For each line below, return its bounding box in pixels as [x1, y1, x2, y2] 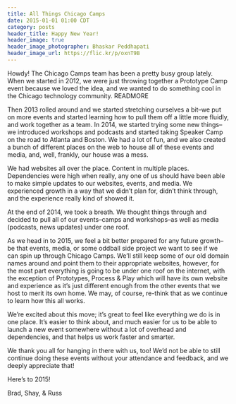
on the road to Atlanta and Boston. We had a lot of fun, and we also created [7, 135, 226, 143]
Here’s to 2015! [7, 375, 51, 384]
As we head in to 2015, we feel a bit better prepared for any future [7, 236, 199, 244]
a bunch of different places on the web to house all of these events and [7, 143, 215, 151]
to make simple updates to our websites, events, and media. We [7, 179, 192, 187]
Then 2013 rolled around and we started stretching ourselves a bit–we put [7, 105, 222, 114]
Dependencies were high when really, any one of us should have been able [7, 171, 225, 180]
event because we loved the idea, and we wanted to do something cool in [7, 84, 221, 93]
